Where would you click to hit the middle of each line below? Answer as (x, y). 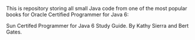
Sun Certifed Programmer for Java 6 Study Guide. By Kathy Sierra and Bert (97, 26)
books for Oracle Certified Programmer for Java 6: (67, 14)
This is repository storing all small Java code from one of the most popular (97, 8)
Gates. (14, 32)
